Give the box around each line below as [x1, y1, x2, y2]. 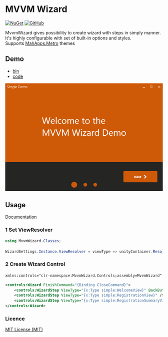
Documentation [5, 214, 37, 220]
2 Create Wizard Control [5, 261, 65, 268]
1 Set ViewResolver [5, 226, 53, 233]
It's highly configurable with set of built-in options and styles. [5, 35, 131, 41]
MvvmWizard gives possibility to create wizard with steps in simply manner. [5, 29, 161, 35]
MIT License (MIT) [5, 327, 43, 333]
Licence [5, 315, 25, 322]
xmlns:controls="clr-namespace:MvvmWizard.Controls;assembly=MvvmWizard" [5, 273, 162, 278]
